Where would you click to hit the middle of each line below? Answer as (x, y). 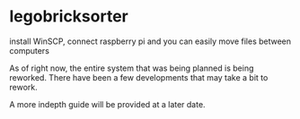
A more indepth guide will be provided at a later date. (107, 104)
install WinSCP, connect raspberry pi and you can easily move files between (150, 41)
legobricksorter (69, 17)
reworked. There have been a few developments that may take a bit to (139, 77)
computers (29, 50)
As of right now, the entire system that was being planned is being (132, 68)
